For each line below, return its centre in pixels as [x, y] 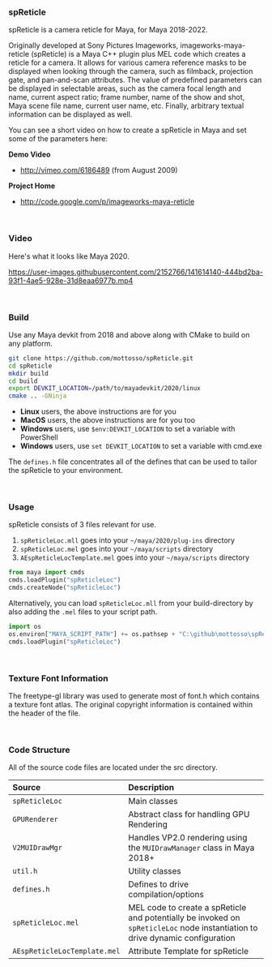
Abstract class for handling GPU [189, 814]
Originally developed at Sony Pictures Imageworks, [93, 45]
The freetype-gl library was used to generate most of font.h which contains [134, 695]
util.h [25, 871]
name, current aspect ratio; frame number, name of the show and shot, [127, 97]
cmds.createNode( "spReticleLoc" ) [65, 588]
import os [25, 627]
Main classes [153, 802]
